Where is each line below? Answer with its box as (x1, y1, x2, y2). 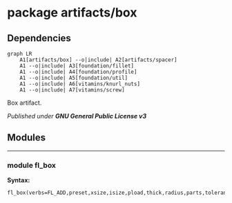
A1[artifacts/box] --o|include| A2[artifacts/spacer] (19, 56, 177, 63)
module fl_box (7, 160, 57, 170)
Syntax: (7, 176, 30, 184)
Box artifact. (7, 98, 42, 107)
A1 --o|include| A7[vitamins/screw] (19, 87, 126, 94)
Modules (7, 132, 46, 144)
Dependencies (7, 32, 71, 44)
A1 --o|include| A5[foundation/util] (19, 74, 128, 81)
